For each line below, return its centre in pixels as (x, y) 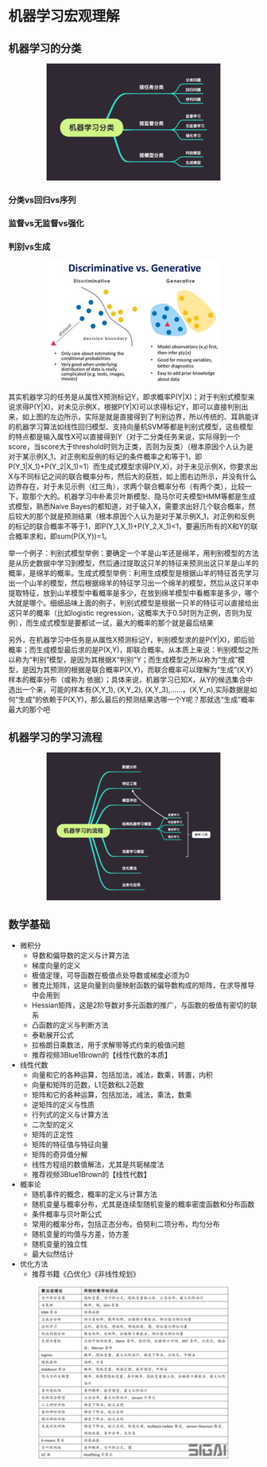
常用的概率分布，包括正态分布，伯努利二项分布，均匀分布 (126, 1224)
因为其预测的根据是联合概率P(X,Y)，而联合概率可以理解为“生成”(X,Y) (141, 670)
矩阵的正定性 (52, 1134)
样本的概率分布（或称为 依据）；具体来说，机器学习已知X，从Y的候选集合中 (130, 680)
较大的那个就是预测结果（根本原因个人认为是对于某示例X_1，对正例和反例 (135, 516)
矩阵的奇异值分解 (60, 1154)
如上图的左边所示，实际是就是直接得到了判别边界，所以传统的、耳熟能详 (140, 417)
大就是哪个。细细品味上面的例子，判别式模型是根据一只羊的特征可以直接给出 (133, 603)
